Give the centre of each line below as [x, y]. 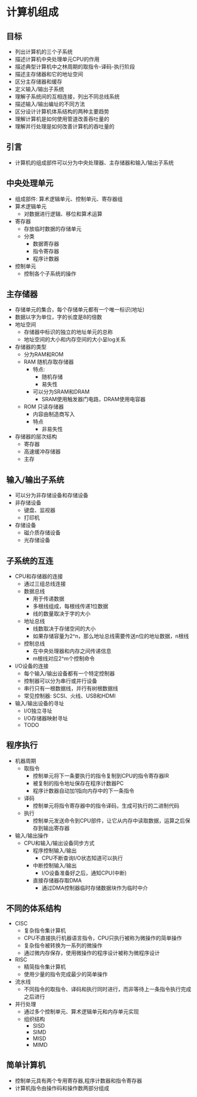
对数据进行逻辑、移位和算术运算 [63, 213]
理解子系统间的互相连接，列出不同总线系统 [67, 97]
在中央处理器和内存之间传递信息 [72, 651]
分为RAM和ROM [44, 355]
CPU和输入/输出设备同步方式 [59, 843]
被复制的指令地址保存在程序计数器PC [78, 783]
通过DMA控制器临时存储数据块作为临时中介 [95, 888]
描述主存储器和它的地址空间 [49, 74]
